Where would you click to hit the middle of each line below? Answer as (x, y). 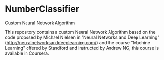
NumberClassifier (42, 9)
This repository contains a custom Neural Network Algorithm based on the (80, 32)
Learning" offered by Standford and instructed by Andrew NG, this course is (82, 48)
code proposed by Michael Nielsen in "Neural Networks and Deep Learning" (82, 37)
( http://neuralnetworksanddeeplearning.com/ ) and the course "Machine (78, 42)
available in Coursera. (27, 53)
